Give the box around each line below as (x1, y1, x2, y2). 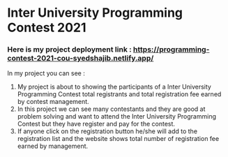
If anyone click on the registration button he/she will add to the (17, 127, 197, 135)
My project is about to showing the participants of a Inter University (17, 82, 211, 91)
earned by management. (17, 142, 89, 151)
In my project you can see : (7, 69, 86, 77)
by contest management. (17, 98, 89, 106)
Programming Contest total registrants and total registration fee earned (17, 90, 222, 98)
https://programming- (132, 45, 210, 54)
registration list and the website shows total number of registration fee (17, 135, 220, 143)
